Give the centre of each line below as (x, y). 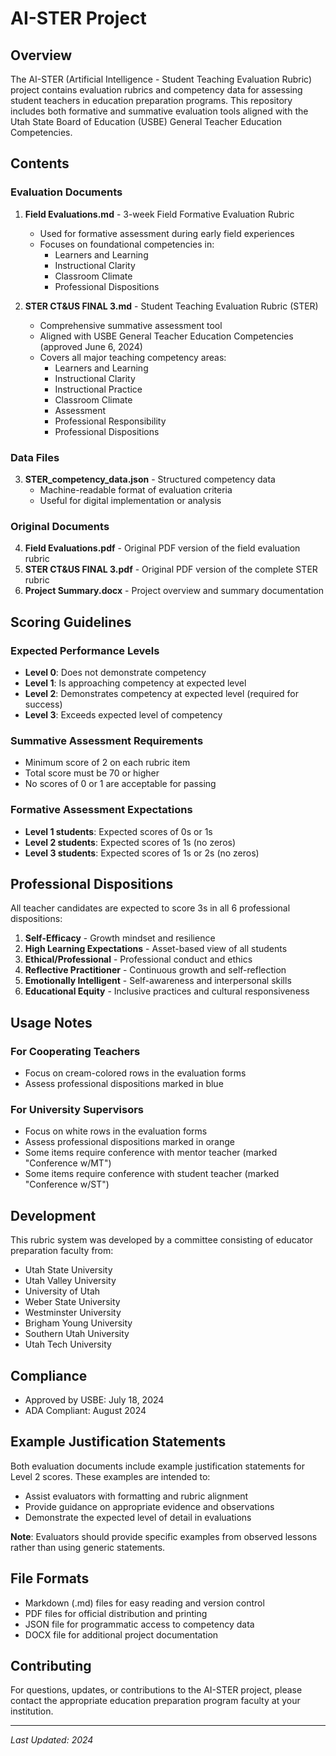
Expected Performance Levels (85, 650)
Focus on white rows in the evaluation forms (116, 1131)
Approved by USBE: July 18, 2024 (94, 1399)
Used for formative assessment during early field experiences (167, 233)
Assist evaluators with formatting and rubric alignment (136, 1496)
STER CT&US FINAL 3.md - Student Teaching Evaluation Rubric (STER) (171, 306)
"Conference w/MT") (68, 1163)
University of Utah (62, 1291)
